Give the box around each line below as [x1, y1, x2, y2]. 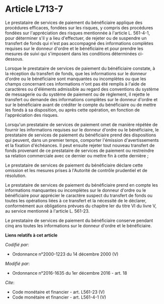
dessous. [5, 56, 23, 62]
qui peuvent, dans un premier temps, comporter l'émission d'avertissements [5, 137, 159, 143]
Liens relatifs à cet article [5, 232, 58, 238]
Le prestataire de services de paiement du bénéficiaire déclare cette [5, 162, 143, 168]
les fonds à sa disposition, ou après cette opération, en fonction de [5, 107, 140, 113]
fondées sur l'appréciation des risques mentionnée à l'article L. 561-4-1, [5, 30, 150, 36]
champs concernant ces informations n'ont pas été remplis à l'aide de [5, 81, 146, 87]
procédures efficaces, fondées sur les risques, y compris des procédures [5, 24, 153, 30]
